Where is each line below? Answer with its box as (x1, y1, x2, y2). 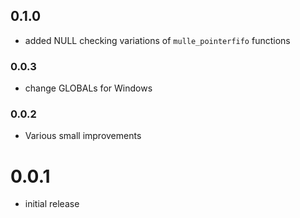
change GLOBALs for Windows (24, 82, 153, 94)
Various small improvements (24, 130, 142, 142)
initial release (24, 198, 80, 210)
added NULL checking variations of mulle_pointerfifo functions (24, 34, 291, 46)
